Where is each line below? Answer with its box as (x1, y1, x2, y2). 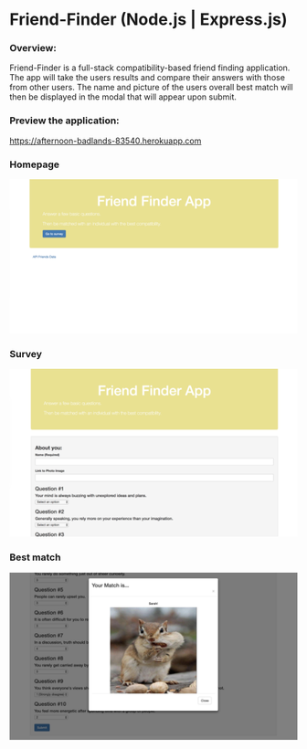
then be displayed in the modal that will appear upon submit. (9, 91, 238, 102)
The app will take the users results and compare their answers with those (9, 72, 286, 83)
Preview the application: (9, 114, 121, 127)
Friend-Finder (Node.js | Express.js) (9, 9, 288, 30)
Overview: (9, 42, 57, 55)
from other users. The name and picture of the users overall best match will (9, 82, 294, 93)
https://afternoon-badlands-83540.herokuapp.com (9, 135, 202, 146)
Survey (9, 347, 43, 360)
